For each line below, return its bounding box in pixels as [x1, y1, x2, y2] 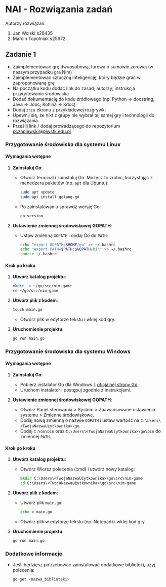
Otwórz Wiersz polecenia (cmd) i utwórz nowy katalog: [20, 466, 135, 472]
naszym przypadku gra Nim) [12, 69, 72, 75]
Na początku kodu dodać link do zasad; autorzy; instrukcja [12, 85, 135, 91]
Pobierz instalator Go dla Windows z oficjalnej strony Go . [20, 381, 139, 387]
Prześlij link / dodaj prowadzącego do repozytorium [12, 123, 120, 129]
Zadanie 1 [5, 50, 36, 59]
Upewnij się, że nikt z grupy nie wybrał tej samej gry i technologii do [12, 112, 155, 118]
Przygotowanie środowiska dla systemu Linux [5, 141, 121, 148]
